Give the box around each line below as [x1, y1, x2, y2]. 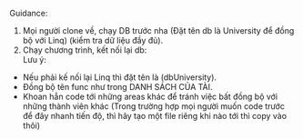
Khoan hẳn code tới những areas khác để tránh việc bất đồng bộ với [22, 91, 278, 102]
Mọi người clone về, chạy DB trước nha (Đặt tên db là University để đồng [22, 25, 295, 35]
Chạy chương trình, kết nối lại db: [22, 45, 147, 55]
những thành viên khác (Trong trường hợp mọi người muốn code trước [22, 101, 285, 112]
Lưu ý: [22, 55, 47, 65]
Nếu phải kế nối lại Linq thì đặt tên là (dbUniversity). [22, 72, 217, 83]
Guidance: [9, 8, 48, 18]
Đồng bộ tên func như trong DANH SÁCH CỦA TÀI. [22, 82, 213, 92]
